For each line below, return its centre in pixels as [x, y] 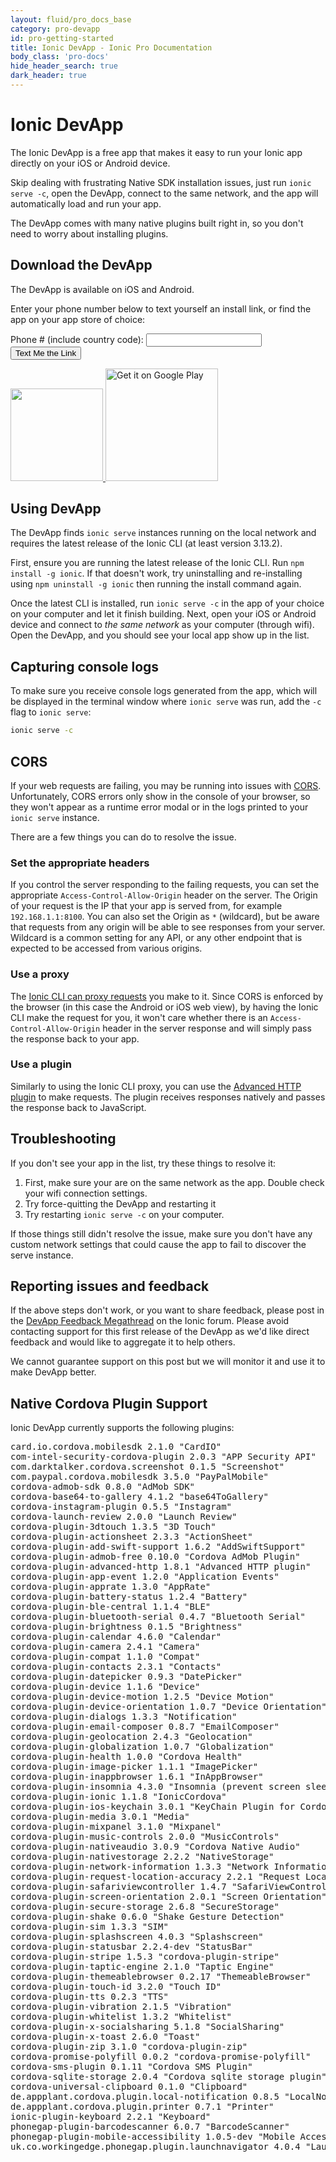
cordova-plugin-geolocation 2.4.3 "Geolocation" [131, 1737]
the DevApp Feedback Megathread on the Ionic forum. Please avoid [150, 1321]
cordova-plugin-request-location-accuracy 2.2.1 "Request [155, 1877]
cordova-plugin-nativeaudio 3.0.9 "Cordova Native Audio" [155, 1847]
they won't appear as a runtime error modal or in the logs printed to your [159, 807]
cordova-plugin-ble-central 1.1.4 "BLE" [111, 1607]
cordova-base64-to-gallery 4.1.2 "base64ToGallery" [140, 1497]
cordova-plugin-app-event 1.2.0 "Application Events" [145, 1577]
